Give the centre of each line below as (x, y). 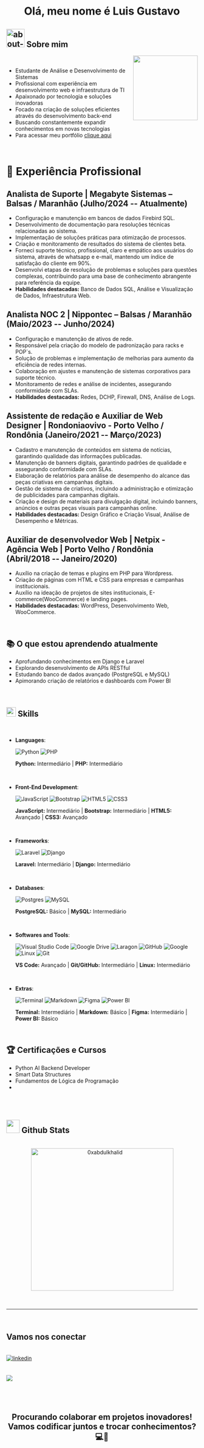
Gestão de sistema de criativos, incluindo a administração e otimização (104, 488)
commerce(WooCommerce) (50, 599)
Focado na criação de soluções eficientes (67, 109)
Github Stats (45, 1130)
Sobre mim (47, 44)
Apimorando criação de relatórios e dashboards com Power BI (93, 681)
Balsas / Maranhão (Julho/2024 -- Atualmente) (97, 203)
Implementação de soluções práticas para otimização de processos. (100, 237)
